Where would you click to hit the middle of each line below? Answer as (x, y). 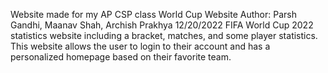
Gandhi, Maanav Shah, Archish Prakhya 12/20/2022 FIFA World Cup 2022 (162, 25)
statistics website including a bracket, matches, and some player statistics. (164, 35)
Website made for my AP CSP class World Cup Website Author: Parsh (153, 14)
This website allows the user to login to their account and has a (140, 46)
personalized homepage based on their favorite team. (121, 57)
